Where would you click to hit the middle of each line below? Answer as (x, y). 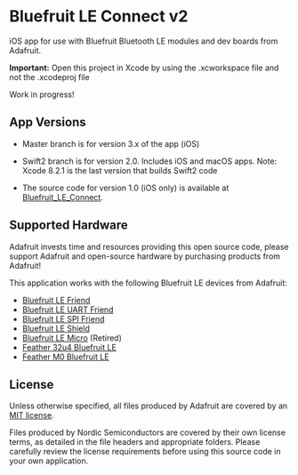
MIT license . (32, 415)
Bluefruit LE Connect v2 (99, 16)
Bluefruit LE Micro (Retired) (72, 338)
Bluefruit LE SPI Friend (63, 318)
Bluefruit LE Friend (56, 300)
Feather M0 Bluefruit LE (65, 357)
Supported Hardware (69, 225)
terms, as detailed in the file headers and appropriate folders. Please (135, 442)
